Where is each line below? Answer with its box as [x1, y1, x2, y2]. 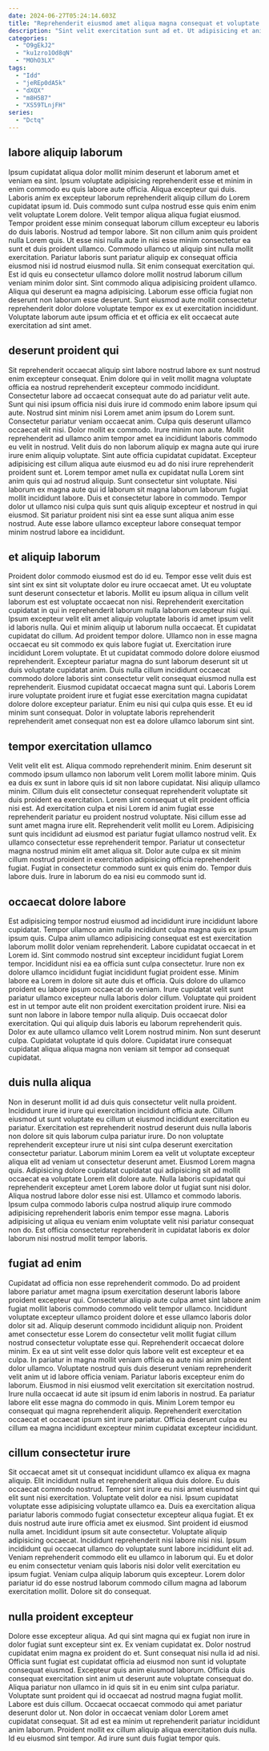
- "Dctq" [15, 116, 45, 124]
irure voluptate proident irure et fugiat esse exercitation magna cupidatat [8, 691, 248, 700]
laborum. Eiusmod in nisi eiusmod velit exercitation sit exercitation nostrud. [8, 1380, 255, 1390]
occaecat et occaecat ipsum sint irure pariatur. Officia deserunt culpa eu [8, 1414, 248, 1424]
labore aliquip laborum [8, 146, 123, 160]
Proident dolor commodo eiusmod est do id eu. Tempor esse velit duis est [8, 571, 252, 582]
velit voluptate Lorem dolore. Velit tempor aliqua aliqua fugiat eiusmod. [8, 209, 242, 219]
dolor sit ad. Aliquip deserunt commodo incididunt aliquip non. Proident [8, 1320, 243, 1330]
